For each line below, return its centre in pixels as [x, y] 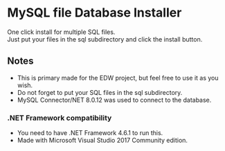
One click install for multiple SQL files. [61, 32]
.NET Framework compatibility [60, 118]
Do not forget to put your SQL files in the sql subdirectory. [100, 92]
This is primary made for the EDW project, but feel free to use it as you [118, 78]
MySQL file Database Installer [94, 13]
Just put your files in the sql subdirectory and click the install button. [105, 39]
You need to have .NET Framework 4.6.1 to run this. [90, 133]
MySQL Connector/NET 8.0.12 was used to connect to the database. [114, 100]
